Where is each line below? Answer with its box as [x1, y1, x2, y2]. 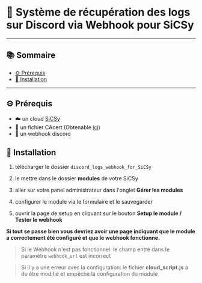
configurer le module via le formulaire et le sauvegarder [14, 198, 153, 205]
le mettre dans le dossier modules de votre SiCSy [14, 175, 138, 182]
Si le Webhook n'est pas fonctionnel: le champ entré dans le [20, 246, 170, 253]
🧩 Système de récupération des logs [6, 5, 191, 19]
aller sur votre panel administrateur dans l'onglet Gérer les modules [14, 186, 183, 194]
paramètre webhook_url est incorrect [20, 252, 111, 260]
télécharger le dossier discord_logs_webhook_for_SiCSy [14, 163, 151, 171]
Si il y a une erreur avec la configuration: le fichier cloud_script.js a [20, 264, 188, 271]
